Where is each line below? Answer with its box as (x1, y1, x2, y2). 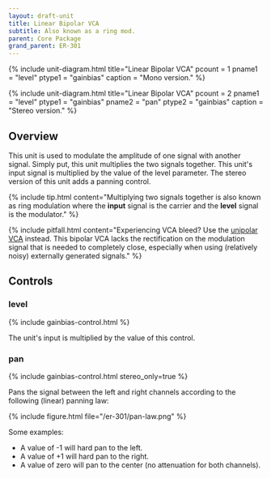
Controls (8, 275, 53, 288)
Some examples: (8, 427, 64, 437)
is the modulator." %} (8, 209, 79, 219)
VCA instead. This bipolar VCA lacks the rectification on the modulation (8, 233, 245, 243)
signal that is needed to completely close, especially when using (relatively (8, 242, 258, 252)
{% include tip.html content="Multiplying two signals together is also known (8, 192, 261, 202)
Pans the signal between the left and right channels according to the (8, 386, 236, 397)
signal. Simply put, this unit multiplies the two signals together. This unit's (8, 159, 253, 169)
